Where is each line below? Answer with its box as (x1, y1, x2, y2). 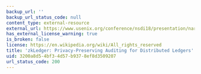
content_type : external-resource (6, 20, 90, 26)
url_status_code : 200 (6, 58, 60, 64)
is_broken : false (6, 36, 50, 42)
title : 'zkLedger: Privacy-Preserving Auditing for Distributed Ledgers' (6, 48, 194, 54)
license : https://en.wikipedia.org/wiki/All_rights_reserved (6, 42, 162, 48)
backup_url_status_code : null (6, 14, 82, 20)
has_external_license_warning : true (6, 31, 98, 37)
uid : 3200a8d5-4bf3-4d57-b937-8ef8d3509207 (6, 53, 117, 59)
